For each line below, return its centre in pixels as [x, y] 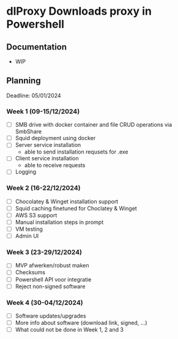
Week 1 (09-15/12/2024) [43, 111]
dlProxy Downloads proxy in [79, 11]
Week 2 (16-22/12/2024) [43, 188]
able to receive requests [55, 165]
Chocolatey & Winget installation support [67, 201]
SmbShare [28, 132]
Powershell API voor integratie [53, 279]
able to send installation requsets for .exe [76, 152]
